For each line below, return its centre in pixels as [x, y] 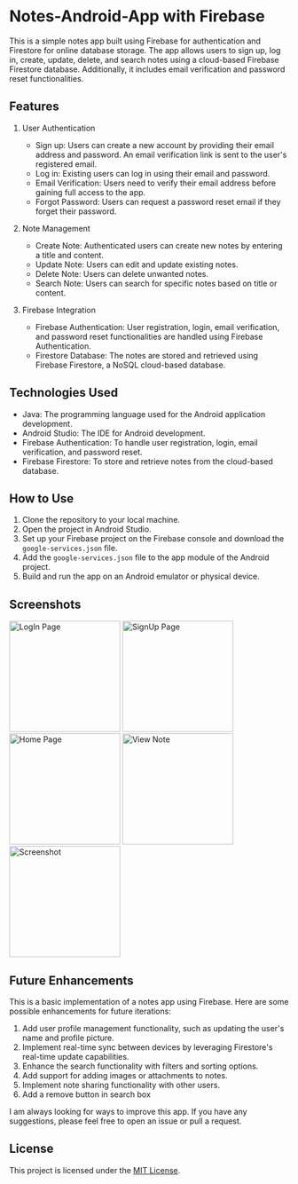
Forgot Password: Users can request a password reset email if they [158, 201]
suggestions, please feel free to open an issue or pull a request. [125, 1121]
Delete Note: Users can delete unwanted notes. [122, 273]
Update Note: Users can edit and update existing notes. [137, 264]
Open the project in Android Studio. [87, 529]
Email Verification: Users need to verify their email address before [156, 183]
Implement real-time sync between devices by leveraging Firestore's [147, 1047]
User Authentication [59, 128]
